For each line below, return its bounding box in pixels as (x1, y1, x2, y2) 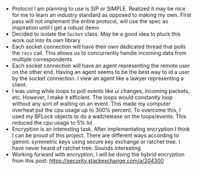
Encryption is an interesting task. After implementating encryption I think (11, 125, 190, 132)
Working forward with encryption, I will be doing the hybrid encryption (11, 151, 185, 157)
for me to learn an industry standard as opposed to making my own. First (11, 11, 192, 18)
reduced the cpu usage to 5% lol (11, 119, 93, 126)
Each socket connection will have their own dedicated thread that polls (11, 43, 186, 50)
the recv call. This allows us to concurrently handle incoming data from (11, 50, 187, 56)
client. (11, 81, 27, 88)
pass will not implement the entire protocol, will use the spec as (11, 18, 168, 24)
